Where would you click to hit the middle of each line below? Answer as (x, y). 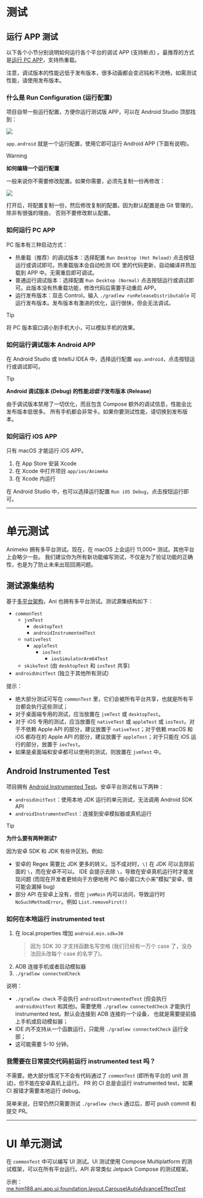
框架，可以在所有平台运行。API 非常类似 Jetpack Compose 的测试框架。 (101, 1169)
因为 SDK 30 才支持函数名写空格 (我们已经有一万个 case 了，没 (108, 946)
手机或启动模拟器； (44, 1022)
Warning (17, 156)
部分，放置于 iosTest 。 (54, 744)
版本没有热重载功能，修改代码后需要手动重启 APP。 (95, 288)
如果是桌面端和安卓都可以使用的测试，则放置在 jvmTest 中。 (89, 752)
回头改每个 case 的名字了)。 (70, 954)
